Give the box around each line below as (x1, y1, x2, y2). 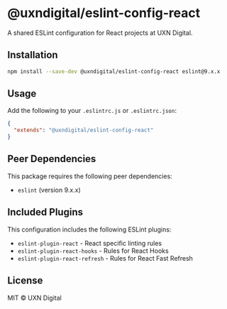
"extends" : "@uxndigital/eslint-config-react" (13, 126, 154, 134)
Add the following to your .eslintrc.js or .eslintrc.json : (7, 107, 177, 115)
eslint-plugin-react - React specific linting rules (17, 239, 162, 247)
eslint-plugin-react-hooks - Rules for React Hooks (17, 246, 169, 255)
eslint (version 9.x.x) (17, 185, 81, 194)
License (7, 275, 43, 287)
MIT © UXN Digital (7, 293, 62, 302)
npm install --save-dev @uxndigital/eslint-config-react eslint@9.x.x (7, 67, 221, 75)
